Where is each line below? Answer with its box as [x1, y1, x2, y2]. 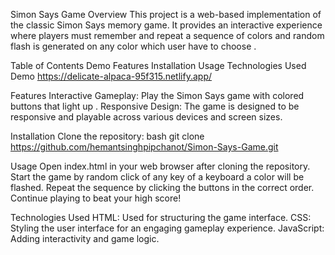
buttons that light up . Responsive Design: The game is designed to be [10, 100, 300, 112]
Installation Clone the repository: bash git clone [10, 130, 205, 142]
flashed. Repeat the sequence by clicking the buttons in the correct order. [10, 182, 315, 193]
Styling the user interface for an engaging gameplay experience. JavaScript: [10, 222, 325, 234]
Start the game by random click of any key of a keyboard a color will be [10, 171, 305, 183]
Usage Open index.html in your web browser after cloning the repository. [10, 160, 311, 172]
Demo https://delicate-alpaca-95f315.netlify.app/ [10, 70, 212, 82]
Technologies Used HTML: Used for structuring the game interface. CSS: [10, 212, 312, 223]
